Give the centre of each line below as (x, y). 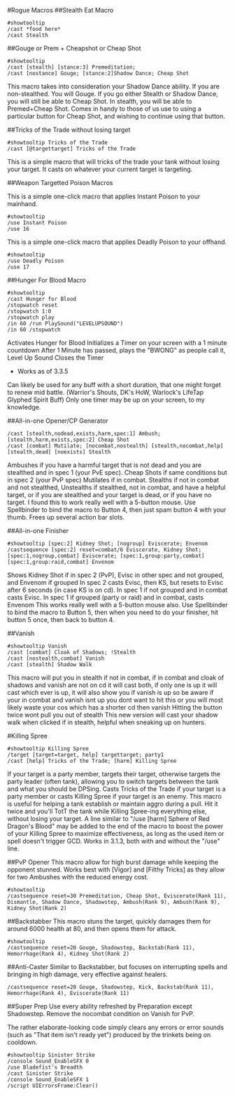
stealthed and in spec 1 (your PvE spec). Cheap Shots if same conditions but (117, 472)
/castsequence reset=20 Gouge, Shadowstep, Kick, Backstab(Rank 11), (111, 987)
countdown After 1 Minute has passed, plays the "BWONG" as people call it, (116, 350)
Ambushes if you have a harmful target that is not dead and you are (104, 465)
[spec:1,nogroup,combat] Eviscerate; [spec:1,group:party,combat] (106, 556)
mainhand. (22, 204)
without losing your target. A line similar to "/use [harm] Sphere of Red (108, 819)
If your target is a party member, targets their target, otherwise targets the (114, 774)
